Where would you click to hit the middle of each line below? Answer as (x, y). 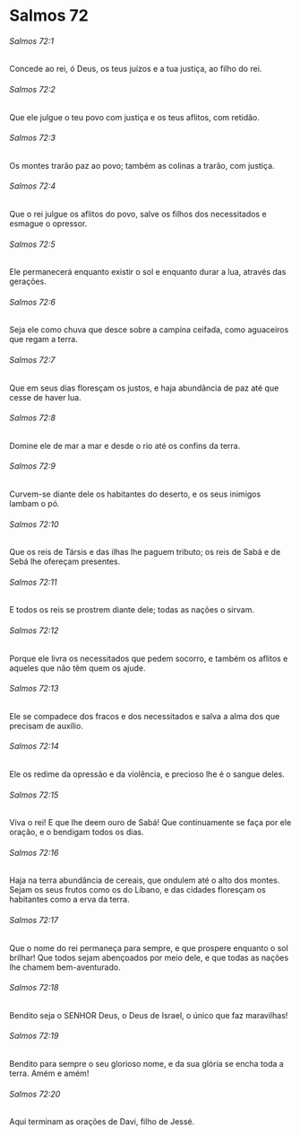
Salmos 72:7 (32, 360)
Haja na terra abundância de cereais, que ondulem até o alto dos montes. (145, 880)
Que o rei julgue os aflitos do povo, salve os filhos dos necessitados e (138, 214)
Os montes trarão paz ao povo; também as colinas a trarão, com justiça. (142, 165)
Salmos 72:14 (34, 746)
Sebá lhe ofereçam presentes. (65, 561)
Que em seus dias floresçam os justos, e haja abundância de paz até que (144, 388)
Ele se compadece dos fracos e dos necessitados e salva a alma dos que (145, 716)
